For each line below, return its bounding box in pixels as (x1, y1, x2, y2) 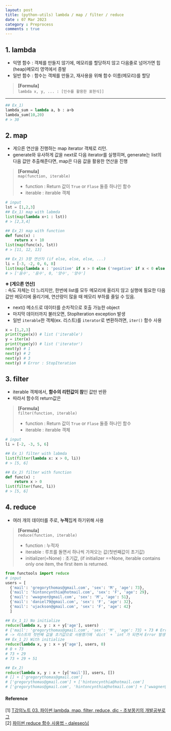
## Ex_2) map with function (5, 228, 65, 233)
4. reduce (5, 503, 37, 512)
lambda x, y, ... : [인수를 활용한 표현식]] (17, 89, 104, 94)
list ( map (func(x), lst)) (5, 242, 58, 248)
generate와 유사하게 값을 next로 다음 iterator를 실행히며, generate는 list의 (12, 152, 162, 158)
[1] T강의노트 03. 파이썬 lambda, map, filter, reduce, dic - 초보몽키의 (5, 707, 144, 714)
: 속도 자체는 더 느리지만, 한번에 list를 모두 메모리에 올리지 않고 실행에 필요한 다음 (5, 287, 166, 293)
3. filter (5, 374, 29, 383)
